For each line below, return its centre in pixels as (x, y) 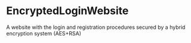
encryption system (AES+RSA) (44, 33)
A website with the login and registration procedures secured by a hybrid (96, 27)
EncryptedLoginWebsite (67, 11)
